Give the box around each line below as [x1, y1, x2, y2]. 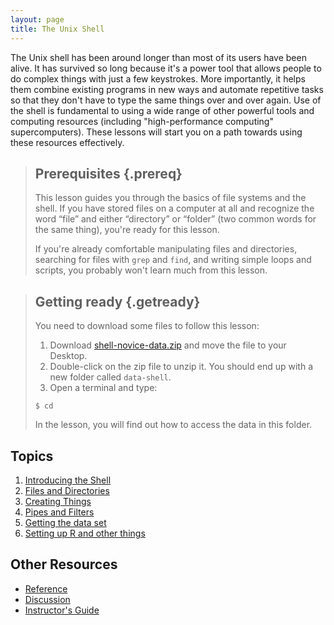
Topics [10, 447, 54, 465]
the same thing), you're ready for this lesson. [34, 224, 220, 236]
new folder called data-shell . [49, 371, 172, 383]
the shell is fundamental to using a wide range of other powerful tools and [10, 104, 315, 116]
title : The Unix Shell [10, 24, 105, 34]
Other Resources [10, 556, 118, 573]
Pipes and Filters [24, 506, 95, 518]
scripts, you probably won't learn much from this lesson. [34, 264, 268, 276]
